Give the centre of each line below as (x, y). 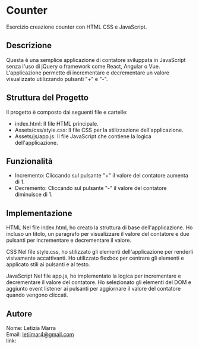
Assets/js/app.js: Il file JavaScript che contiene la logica (83, 136)
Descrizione (29, 46)
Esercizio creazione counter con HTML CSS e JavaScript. (77, 27)
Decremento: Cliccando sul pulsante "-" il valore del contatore (91, 188)
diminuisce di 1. (34, 195)
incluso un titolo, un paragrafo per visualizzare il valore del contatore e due (98, 234)
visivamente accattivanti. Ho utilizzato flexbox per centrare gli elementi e (95, 258)
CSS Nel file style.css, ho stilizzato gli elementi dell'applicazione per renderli (100, 252)
